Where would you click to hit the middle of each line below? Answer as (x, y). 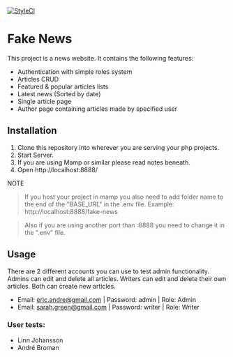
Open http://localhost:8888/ (58, 169)
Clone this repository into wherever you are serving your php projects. (118, 147)
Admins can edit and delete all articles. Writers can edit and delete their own (117, 278)
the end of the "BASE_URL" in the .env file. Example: (99, 204)
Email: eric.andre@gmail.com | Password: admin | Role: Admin (107, 299)
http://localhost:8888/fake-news (71, 211)
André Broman (38, 347)
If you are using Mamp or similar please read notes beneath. (104, 162)
